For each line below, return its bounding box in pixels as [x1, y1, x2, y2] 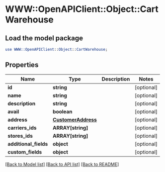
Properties [5, 61, 39, 69]
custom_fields [7, 148, 42, 155]
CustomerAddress [53, 116, 97, 123]
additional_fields [7, 140, 48, 147]
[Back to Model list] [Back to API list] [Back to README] [5, 161, 119, 167]
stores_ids [7, 132, 33, 139]
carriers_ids [7, 124, 37, 131]
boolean [53, 108, 73, 115]
